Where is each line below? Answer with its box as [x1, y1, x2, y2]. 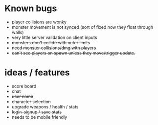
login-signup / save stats [11, 109, 62, 115]
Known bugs [4, 3, 57, 14]
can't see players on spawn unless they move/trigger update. [11, 50, 135, 56]
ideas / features [4, 67, 70, 78]
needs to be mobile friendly [11, 114, 68, 120]
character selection [11, 98, 51, 105]
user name [11, 93, 34, 99]
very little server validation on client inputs [11, 35, 97, 40]
